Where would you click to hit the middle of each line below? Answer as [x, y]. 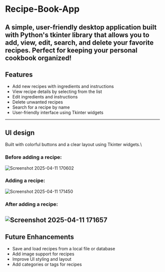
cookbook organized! [39, 58]
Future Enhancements [40, 237]
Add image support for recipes [43, 254]
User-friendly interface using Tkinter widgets [58, 113]
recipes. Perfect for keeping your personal [71, 50]
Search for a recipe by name [41, 107]
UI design [20, 133]
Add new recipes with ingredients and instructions [63, 87]
